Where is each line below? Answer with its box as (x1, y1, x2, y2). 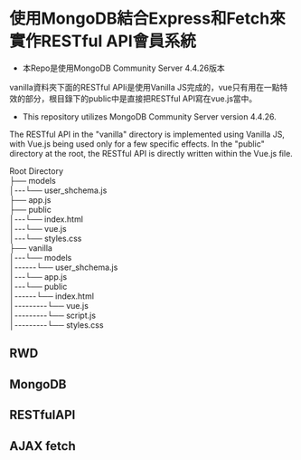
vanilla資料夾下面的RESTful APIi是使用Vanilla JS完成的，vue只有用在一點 (9, 81, 280, 92)
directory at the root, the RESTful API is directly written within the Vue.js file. (9, 148, 294, 158)
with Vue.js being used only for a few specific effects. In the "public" (9, 138, 265, 149)
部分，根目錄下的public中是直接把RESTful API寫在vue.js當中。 (24, 92, 258, 104)
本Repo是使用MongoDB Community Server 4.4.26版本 (22, 62, 226, 73)
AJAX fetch (9, 438, 77, 454)
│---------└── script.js (9, 310, 97, 321)
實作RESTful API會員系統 (9, 31, 196, 52)
